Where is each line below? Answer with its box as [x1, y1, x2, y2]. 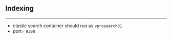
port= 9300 [12, 28, 35, 34]
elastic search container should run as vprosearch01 [12, 23, 122, 29]
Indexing [5, 4, 34, 13]
